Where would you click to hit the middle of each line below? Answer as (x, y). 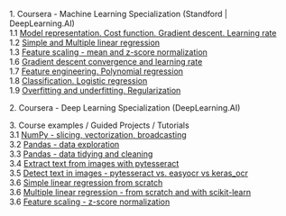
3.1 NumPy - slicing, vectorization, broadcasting (98, 135)
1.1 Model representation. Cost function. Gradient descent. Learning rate (143, 33)
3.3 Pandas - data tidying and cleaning (81, 154)
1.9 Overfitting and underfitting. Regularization (95, 90)
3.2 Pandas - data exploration (65, 144)
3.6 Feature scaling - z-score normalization (90, 202)
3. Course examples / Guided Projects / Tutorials (99, 125)
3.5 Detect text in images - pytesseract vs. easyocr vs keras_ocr (129, 173)
